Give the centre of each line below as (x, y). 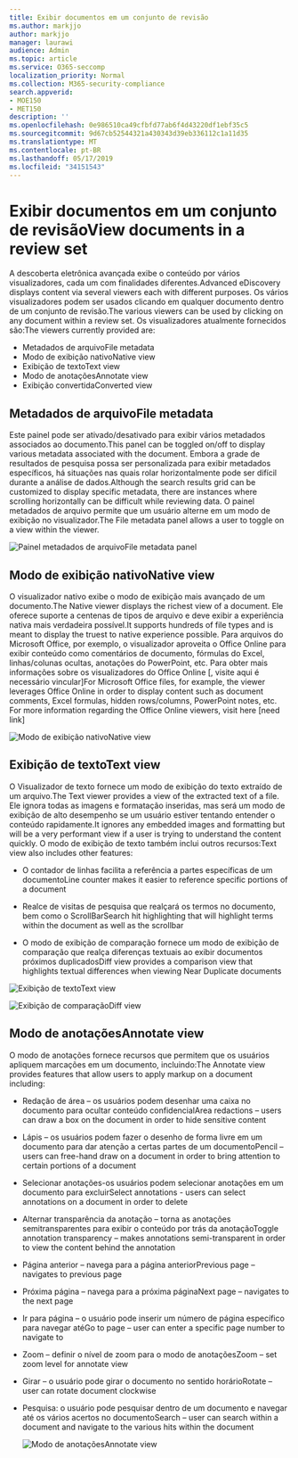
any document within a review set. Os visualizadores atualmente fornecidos (148, 321)
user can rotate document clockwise (89, 1390)
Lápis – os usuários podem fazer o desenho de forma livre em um (142, 1137)
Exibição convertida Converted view (87, 385)
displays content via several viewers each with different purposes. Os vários (149, 292)
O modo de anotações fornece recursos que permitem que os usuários (139, 1055)
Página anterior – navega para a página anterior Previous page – (138, 1264)
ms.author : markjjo (45, 26)
